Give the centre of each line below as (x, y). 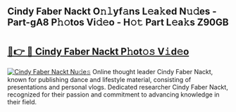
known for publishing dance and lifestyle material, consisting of (99, 79)
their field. (22, 102)
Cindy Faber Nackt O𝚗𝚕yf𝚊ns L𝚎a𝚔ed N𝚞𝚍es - (112, 12)
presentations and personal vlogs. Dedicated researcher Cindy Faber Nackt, (118, 87)
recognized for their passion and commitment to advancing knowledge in (113, 94)
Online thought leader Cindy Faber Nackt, (153, 72)
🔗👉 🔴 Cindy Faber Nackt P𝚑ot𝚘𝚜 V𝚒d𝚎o (98, 51)
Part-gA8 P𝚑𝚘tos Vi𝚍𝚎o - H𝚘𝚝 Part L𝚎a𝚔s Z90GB (118, 23)
